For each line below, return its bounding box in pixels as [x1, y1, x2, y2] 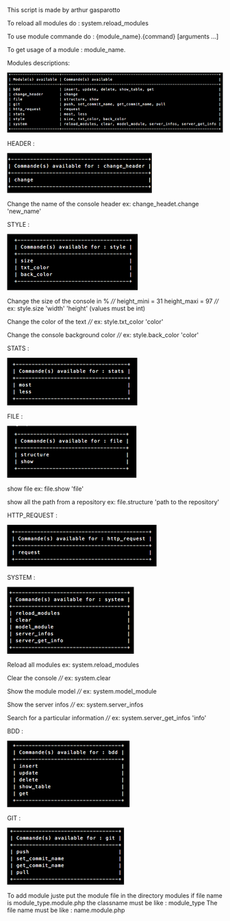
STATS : [7, 344, 29, 352]
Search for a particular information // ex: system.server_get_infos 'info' [7, 714, 207, 722]
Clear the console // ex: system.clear [7, 674, 111, 683]
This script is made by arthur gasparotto [7, 6, 120, 14]
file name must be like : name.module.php [7, 906, 125, 914]
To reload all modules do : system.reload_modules [7, 19, 149, 27]
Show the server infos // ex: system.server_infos [7, 700, 144, 709]
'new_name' [7, 207, 42, 215]
